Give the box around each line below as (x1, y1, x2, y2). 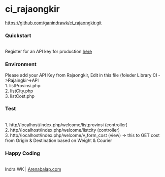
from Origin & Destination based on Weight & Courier (5, 137, 112, 143)
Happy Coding (5, 149, 40, 156)
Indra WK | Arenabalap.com (5, 166, 62, 172)
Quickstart (5, 32, 32, 39)
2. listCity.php (5, 88, 33, 94)
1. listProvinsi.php (5, 82, 41, 88)
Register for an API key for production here (5, 48, 92, 55)
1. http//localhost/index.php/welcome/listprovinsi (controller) (5, 122, 128, 128)
